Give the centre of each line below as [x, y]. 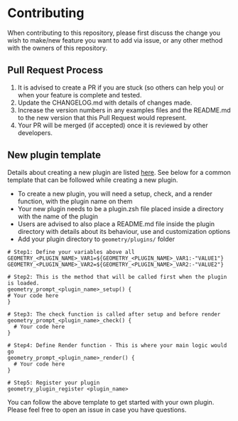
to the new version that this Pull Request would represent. [102, 117]
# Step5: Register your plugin [54, 383]
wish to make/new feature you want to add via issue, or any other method [115, 40]
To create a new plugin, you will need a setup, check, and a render [115, 193]
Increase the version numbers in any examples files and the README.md [124, 110]
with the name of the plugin [58, 216]
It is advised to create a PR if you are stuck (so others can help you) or [120, 87]
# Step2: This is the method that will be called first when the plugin [117, 277]
